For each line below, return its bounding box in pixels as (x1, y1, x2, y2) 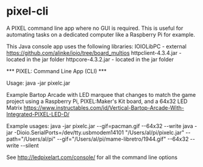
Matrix (6, 104, 23, 111)
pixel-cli (6, 4, 49, 18)
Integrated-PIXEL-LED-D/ (6, 110, 70, 118)
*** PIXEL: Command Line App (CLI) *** (6, 67, 107, 74)
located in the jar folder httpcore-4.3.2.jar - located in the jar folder (6, 55, 174, 63)
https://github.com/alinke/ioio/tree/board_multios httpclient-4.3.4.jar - (6, 49, 182, 56)
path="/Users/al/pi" (6, 135, 56, 143)
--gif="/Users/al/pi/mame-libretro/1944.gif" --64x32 (57, 135, 189, 143)
